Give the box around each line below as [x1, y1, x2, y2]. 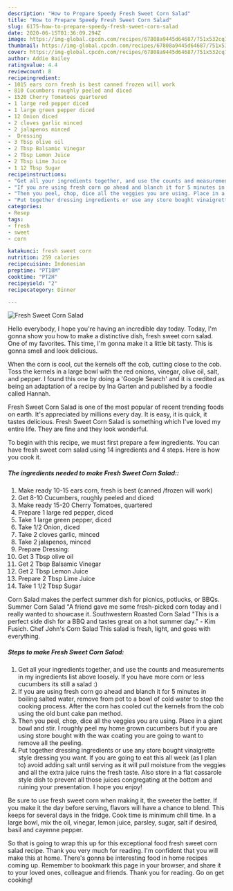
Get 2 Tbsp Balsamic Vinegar [17, 560, 102, 568]
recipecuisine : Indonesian [8, 261, 86, 268]
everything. [8, 632, 41, 641]
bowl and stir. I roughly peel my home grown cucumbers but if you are [17, 724, 218, 733]
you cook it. [8, 453, 41, 461]
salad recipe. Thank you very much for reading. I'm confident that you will [8, 847, 218, 855]
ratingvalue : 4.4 [8, 62, 58, 68]
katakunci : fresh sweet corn [8, 248, 92, 255]
